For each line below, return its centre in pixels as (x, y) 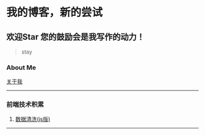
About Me (21, 67)
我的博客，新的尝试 (55, 12)
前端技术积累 (25, 105)
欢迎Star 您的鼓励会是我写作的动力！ (76, 37)
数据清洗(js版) (33, 119)
